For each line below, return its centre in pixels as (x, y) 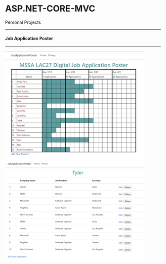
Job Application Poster (29, 38)
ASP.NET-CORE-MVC (50, 9)
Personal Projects (23, 22)
